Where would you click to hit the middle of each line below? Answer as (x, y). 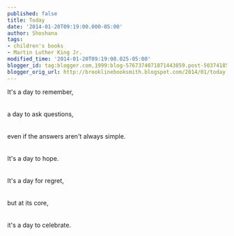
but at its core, (28, 203)
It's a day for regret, (36, 180)
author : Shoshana (32, 33)
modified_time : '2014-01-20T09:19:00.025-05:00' (79, 59)
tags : (15, 40)
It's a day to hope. (33, 158)
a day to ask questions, (40, 114)
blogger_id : (24, 65)
